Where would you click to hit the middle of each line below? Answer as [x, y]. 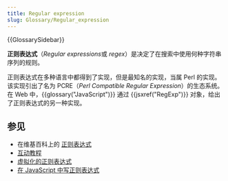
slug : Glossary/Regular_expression [58, 20]
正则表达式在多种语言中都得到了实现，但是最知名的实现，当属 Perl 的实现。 [114, 77]
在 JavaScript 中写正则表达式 [58, 170]
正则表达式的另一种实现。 [49, 103]
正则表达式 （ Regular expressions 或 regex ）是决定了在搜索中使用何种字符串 [114, 54]
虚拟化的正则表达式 [44, 162]
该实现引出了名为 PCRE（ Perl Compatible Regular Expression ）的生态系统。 [115, 85]
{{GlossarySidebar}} [36, 39]
